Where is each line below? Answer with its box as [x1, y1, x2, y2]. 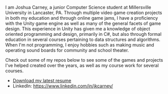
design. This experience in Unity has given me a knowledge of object [5, 26, 150, 32]
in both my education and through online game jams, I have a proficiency [5, 15, 158, 21]
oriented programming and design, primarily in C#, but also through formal [5, 31, 162, 37]
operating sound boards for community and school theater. [5, 48, 129, 53]
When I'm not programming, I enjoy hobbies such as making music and [5, 42, 154, 48]
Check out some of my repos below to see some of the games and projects [5, 57, 163, 63]
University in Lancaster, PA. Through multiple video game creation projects [5, 10, 162, 16]
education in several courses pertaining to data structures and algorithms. [5, 36, 160, 42]
